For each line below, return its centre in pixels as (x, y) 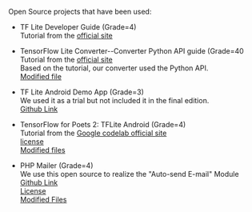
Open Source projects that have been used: (80, 12)
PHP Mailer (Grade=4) (56, 166)
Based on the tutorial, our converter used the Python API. (114, 68)
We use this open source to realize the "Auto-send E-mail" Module (129, 174)
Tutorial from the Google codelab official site (93, 133)
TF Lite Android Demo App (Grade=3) (82, 92)
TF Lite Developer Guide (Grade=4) (78, 27)
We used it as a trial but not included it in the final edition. (114, 100)
